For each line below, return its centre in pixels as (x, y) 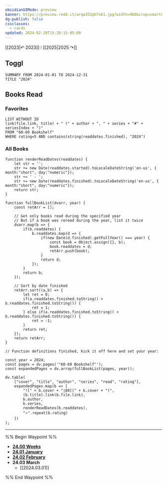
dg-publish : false (24, 19)
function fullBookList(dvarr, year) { (45, 203)
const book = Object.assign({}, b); (87, 242)
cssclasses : (17, 24)
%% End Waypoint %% (29, 477)
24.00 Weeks (27, 446)
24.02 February (29, 457)
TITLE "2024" (19, 79)
